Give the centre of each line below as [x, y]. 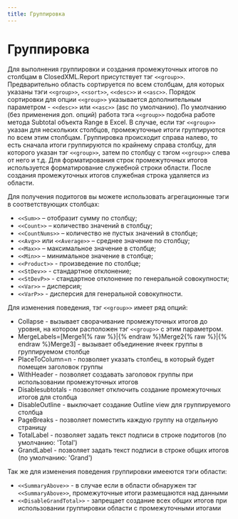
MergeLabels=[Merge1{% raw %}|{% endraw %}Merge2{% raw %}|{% [122, 336]
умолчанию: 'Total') [47, 442]
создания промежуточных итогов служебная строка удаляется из [108, 175]
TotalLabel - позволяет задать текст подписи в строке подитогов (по [122, 435]
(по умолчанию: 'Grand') [55, 458]
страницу [32, 427]
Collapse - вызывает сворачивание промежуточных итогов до [113, 321]
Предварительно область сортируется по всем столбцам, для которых [116, 84]
